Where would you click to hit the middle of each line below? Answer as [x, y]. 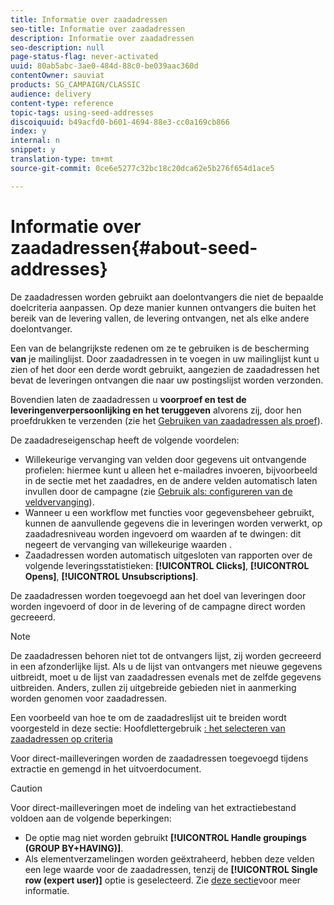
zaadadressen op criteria [61, 738]
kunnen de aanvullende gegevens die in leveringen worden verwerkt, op [173, 523]
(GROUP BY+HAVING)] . [74, 848]
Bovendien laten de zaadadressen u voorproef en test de [128, 399]
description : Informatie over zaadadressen [102, 38]
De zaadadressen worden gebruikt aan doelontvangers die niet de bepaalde [167, 297]
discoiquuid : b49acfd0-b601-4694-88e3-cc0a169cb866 [120, 122]
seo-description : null [57, 47]
